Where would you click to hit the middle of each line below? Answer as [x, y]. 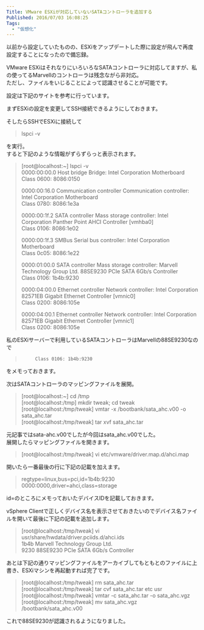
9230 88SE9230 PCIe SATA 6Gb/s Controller [77, 550]
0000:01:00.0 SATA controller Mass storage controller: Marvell [99, 265]
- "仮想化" [24, 29]
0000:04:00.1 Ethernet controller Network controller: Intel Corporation [109, 315]
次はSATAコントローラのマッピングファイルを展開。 [72, 384]
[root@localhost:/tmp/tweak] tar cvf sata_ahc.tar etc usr [92, 589]
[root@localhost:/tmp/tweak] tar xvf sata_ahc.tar [82, 422]
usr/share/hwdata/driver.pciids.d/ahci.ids [73, 537]
